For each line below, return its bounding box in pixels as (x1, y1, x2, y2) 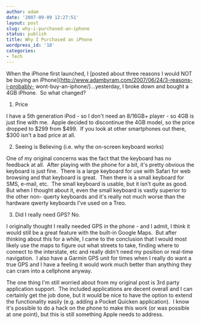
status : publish (6, 31, 47, 37)
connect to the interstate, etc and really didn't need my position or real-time (6, 248, 194, 255)
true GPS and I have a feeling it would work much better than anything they (6, 260, 192, 268)
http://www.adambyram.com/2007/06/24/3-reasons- (61, 76, 193, 83)
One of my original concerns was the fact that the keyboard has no (6, 154, 172, 162)
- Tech (6, 53, 23, 59)
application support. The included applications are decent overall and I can (6, 285, 193, 292)
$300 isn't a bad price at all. (6, 131, 76, 139)
